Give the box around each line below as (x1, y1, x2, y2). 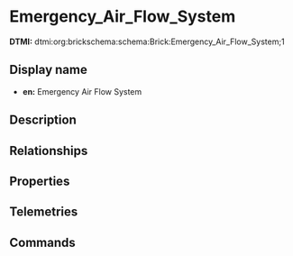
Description (9, 113, 77, 128)
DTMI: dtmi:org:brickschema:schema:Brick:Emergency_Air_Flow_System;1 (9, 36, 286, 47)
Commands (9, 234, 77, 250)
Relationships (9, 142, 88, 159)
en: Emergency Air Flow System (22, 86, 142, 96)
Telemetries (9, 205, 78, 220)
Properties (9, 173, 70, 188)
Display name (9, 62, 87, 78)
